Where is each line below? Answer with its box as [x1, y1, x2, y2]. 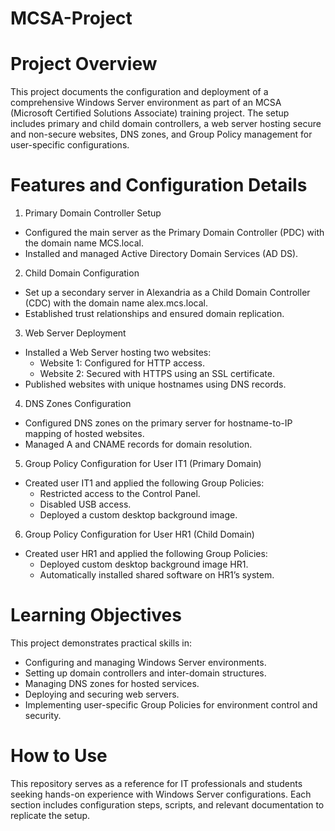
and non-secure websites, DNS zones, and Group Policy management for [10, 128, 313, 141]
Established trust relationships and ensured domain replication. [24, 308, 285, 320]
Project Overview [10, 53, 158, 76]
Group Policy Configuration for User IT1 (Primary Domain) [24, 458, 262, 470]
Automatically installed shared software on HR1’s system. [39, 569, 275, 581]
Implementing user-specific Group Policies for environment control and [24, 699, 318, 711]
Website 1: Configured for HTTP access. [39, 357, 206, 369]
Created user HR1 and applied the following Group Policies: [24, 548, 268, 560]
